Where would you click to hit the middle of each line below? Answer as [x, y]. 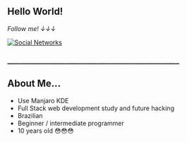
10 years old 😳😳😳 [46, 131]
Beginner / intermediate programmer [71, 123]
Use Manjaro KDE [43, 100]
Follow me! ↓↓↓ [32, 28]
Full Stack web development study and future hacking [96, 108]
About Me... [34, 84]
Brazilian [30, 115]
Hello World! [35, 12]
